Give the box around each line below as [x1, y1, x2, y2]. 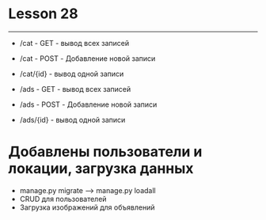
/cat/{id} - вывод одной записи [19, 69, 124, 78]
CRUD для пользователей [19, 194, 107, 203]
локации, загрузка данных [8, 160, 194, 178]
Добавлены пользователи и [8, 143, 203, 161]
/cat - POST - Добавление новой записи [19, 53, 156, 63]
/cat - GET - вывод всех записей [19, 38, 130, 47]
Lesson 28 [8, 5, 78, 23]
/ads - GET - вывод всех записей [19, 84, 131, 93]
